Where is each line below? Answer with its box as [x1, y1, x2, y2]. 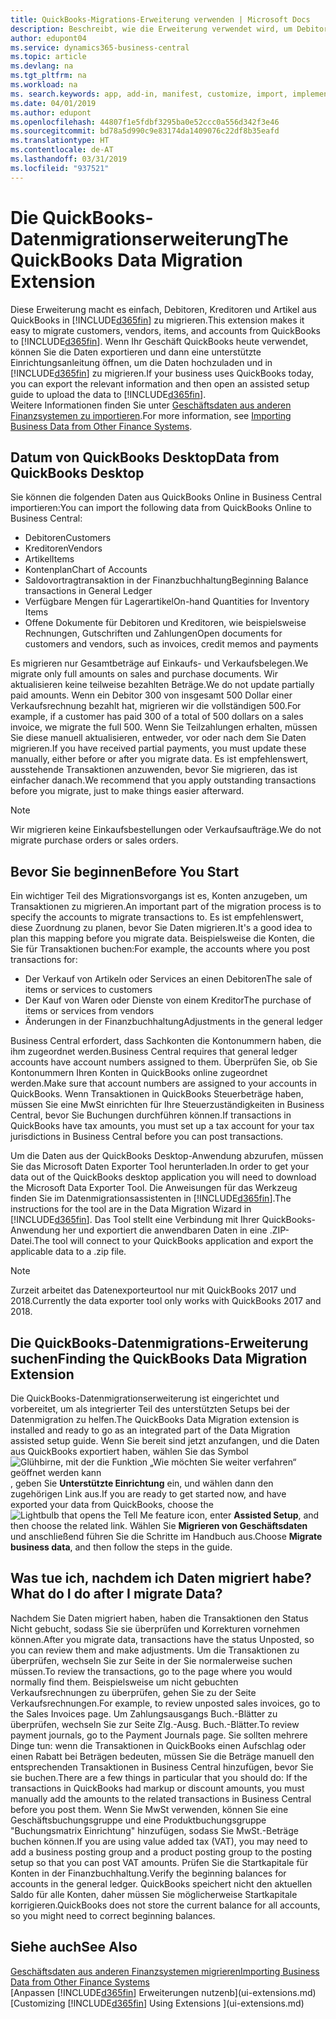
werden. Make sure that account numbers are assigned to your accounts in [10, 1077, 317, 1090]
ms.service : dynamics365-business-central [10, 42, 190, 53]
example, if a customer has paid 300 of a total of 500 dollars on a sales [10, 711, 304, 723]
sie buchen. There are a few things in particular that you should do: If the [10, 1771, 308, 1783]
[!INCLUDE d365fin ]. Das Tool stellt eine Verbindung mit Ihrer [10, 1214, 260, 1226]
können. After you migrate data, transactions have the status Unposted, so [10, 1633, 315, 1645]
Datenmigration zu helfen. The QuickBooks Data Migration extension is [10, 1414, 300, 1425]
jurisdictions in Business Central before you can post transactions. [10, 1131, 284, 1143]
